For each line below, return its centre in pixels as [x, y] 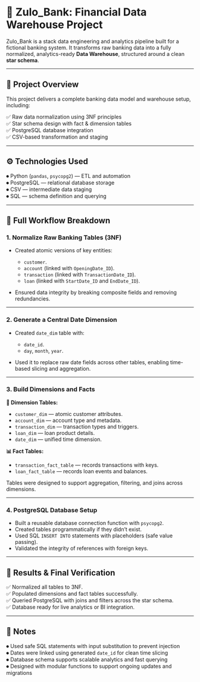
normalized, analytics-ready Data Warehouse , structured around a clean [95, 54]
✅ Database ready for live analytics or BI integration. [71, 607]
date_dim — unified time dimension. [58, 439]
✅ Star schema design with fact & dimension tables [69, 123]
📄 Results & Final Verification [61, 573]
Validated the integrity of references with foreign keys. [82, 548]
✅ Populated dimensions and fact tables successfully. [72, 593]
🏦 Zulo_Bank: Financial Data [76, 12]
